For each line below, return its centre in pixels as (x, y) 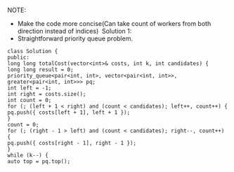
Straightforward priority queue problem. (75, 38)
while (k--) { (28, 155)
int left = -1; (30, 88)
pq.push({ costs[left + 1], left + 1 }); (69, 113)
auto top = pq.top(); (39, 162)
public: (19, 57)
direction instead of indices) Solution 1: (74, 31)
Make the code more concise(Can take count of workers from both (114, 23)
